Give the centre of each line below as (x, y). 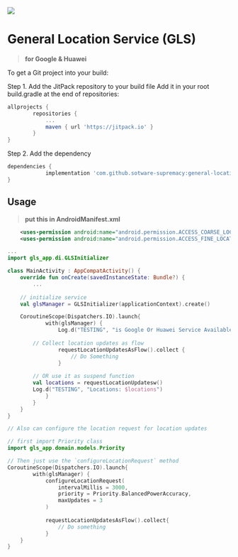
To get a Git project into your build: (58, 72)
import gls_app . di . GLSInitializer (58, 258)
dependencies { (30, 167)
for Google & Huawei (56, 59)
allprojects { (28, 107)
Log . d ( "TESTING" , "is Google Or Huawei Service (129, 330)
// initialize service (53, 297)
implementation (68, 173)
